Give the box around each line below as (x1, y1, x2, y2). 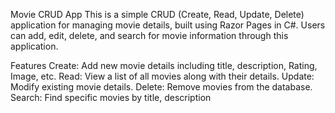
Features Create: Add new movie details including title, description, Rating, (10, 60, 318, 71)
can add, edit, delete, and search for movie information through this (10, 30, 289, 41)
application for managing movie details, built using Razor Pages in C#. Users (10, 19, 326, 31)
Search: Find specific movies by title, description (10, 92, 212, 103)
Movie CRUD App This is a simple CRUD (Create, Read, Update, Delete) (10, 9, 305, 20)
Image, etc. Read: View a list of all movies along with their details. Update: (10, 70, 315, 82)
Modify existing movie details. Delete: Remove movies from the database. (10, 81, 313, 93)
